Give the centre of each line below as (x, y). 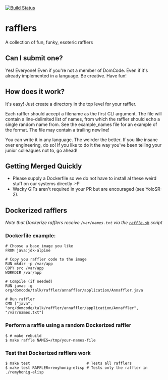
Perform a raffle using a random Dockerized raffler (68, 325)
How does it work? (35, 92)
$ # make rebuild (23, 336)
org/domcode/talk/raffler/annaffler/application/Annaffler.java (74, 290)
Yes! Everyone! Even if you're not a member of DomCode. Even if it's (77, 70)
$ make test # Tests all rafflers (69, 364)
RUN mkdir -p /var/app (29, 264)
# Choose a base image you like (39, 246)
